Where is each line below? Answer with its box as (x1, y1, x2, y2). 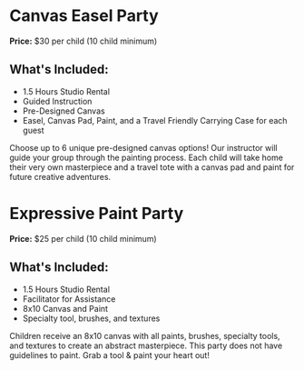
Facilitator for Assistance (22, 293, 116, 305)
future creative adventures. (9, 171, 112, 182)
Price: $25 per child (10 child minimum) (9, 233, 157, 244)
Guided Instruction (22, 95, 93, 106)
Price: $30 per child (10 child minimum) (9, 35, 158, 46)
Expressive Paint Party (9, 203, 184, 224)
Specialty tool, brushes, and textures (22, 313, 161, 324)
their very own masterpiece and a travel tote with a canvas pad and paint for (9, 161, 295, 173)
